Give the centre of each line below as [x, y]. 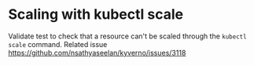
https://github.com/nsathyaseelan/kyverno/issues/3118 [97, 52]
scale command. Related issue [58, 44]
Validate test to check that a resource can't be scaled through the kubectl [127, 36]
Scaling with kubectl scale [96, 14]
